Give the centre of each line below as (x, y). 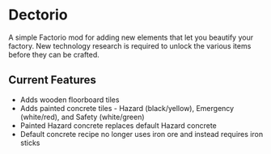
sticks (30, 143)
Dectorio (38, 15)
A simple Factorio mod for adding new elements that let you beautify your (131, 37)
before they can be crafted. (54, 54)
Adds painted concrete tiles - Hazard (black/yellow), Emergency (127, 108)
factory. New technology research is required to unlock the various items (130, 45)
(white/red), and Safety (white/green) (82, 117)
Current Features (53, 80)
